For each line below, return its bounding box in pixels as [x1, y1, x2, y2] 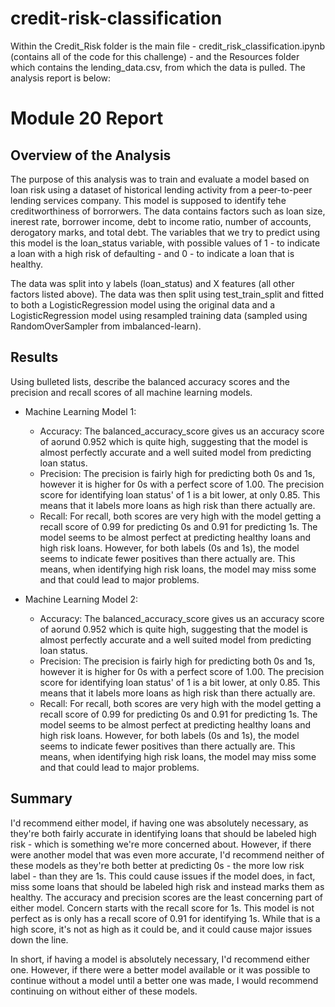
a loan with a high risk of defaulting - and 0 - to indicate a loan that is [10, 247, 295, 259]
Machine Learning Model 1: [24, 405, 137, 417]
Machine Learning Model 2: [24, 593, 139, 605]
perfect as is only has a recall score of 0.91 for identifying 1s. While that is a [10, 912, 321, 924]
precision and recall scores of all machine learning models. [10, 386, 253, 398]
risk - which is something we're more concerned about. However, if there [10, 838, 312, 850]
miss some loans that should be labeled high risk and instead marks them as [10, 880, 325, 892]
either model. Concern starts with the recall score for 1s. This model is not [10, 902, 315, 914]
